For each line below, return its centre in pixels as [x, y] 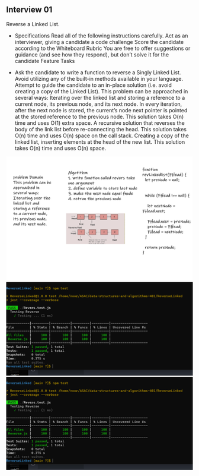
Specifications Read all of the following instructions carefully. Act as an [101, 36]
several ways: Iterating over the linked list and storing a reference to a [100, 97]
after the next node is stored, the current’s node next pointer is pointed [101, 110]
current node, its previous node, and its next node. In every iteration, [98, 104]
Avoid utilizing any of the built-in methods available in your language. [99, 78]
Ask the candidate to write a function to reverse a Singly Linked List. [98, 72]
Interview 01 [29, 10]
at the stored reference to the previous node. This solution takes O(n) [99, 116]
